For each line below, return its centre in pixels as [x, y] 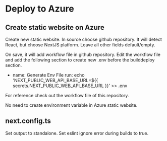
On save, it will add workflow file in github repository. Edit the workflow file [83, 54]
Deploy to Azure [40, 9]
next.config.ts [28, 121]
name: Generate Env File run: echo [48, 75]
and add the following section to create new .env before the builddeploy [80, 60]
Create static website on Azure [55, 27]
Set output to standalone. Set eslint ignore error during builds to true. [77, 133]
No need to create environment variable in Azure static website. [71, 105]
